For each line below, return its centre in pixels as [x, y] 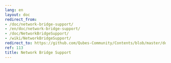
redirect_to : [19, 43]
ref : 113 [14, 48]
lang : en [14, 10]
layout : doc [17, 15]
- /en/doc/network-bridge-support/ [43, 29]
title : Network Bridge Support [38, 52]
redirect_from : [21, 19]
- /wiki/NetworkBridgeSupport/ [38, 39]
